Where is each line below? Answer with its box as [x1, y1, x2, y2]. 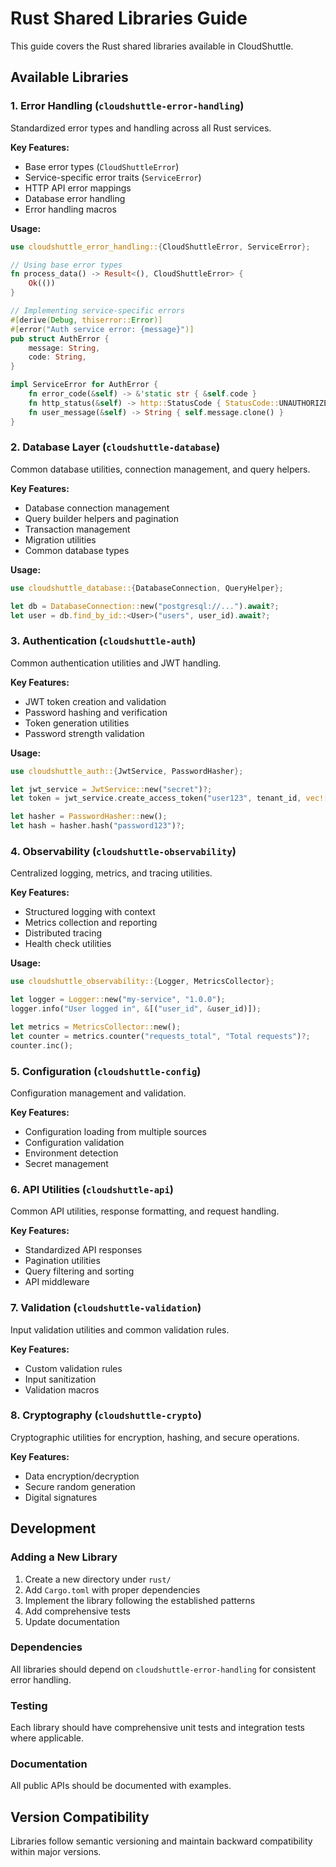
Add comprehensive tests [24, 1605, 131, 1617]
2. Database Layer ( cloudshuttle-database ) [10, 440, 221, 454]
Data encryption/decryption [24, 1470, 140, 1482]
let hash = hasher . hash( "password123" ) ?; [10, 821, 186, 831]
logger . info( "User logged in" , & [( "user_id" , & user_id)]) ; [10, 1004, 262, 1014]
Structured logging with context [24, 906, 156, 918]
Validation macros [24, 1383, 100, 1396]
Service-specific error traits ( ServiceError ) [24, 171, 202, 183]
